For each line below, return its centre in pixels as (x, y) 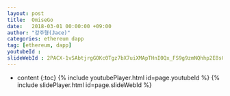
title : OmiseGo (30, 20)
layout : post (26, 13)
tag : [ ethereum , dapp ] (39, 45)
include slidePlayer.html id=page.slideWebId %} (84, 85)
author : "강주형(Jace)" (39, 33)
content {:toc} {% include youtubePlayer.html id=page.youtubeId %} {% (118, 77)
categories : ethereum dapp (46, 39)
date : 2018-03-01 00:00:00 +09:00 (59, 26)
